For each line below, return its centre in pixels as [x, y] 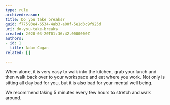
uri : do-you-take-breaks [32, 29]
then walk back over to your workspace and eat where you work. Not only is [85, 77]
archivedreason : [22, 15]
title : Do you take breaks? [35, 19]
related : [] [18, 52]
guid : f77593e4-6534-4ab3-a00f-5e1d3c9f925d [53, 24]
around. [13, 98]
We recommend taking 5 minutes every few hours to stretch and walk [78, 92]
